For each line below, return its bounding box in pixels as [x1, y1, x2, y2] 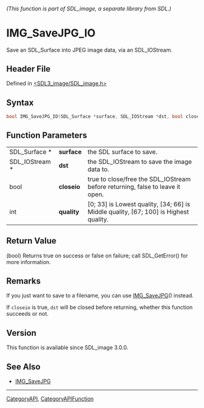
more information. [6, 258, 51, 265]
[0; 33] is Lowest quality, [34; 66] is [87, 200, 191, 208]
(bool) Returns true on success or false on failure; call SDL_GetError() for [6, 252, 188, 259]
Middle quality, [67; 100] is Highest [87, 207, 189, 216]
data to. [87, 165, 109, 173]
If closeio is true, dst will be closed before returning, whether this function [6, 304, 193, 311]
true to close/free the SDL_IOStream [87, 175, 191, 183]
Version [6, 328, 36, 338]
